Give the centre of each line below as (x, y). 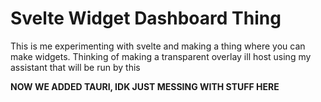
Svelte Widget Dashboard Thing (146, 18)
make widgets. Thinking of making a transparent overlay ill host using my (161, 56)
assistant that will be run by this (75, 67)
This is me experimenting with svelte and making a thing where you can (158, 46)
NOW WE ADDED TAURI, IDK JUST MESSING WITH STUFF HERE (145, 86)
